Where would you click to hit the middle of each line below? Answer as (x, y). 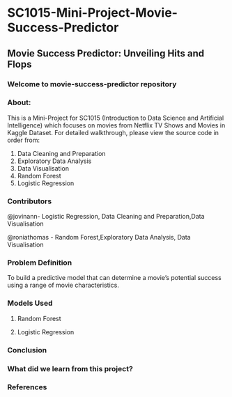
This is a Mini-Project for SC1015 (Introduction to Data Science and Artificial (116, 118)
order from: (24, 140)
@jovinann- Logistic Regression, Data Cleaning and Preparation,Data (106, 217)
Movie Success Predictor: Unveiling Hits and (106, 53)
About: (19, 102)
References (27, 387)
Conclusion (27, 350)
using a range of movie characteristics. (63, 285)
